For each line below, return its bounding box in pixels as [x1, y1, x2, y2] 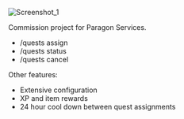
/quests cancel [19, 55, 69, 64]
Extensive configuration [19, 85, 98, 95]
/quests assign [19, 38, 68, 47]
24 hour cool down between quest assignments [19, 102, 176, 111]
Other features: [8, 70, 58, 79]
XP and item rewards [19, 94, 89, 102]
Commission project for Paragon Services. [8, 23, 147, 32]
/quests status [19, 46, 67, 55]
